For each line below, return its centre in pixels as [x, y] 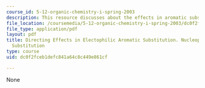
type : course [23, 52]
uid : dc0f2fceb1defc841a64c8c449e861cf [57, 57]
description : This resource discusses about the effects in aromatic [97, 18]
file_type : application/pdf [42, 29]
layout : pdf [21, 35]
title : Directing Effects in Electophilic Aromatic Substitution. [92, 40]
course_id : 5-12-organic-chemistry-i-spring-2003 [71, 12]
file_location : [26, 23]
